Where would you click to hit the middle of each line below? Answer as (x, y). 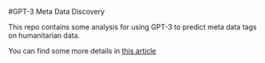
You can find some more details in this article (82, 51)
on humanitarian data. (44, 35)
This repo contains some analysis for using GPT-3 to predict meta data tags (132, 27)
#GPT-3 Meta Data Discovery (57, 12)
